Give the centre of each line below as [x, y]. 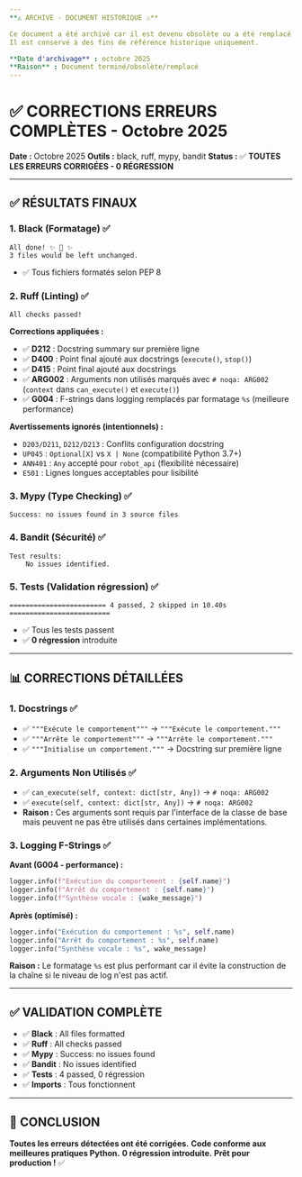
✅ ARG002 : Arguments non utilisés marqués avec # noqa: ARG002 [146, 379]
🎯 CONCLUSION [55, 1122]
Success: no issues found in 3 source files [94, 515]
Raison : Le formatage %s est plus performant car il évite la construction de [148, 966]
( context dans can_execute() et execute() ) [101, 389]
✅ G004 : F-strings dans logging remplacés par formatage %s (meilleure [155, 399]
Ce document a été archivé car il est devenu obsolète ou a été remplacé [151, 34]
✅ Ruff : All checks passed [72, 1044]
